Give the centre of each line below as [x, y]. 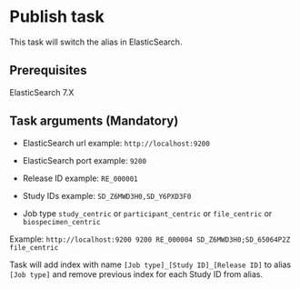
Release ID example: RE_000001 [80, 178]
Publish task [57, 17]
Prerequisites [48, 70]
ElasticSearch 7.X [42, 92]
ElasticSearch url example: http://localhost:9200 [116, 143]
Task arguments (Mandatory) [94, 121]
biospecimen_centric [61, 222]
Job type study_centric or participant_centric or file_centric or [147, 213]
